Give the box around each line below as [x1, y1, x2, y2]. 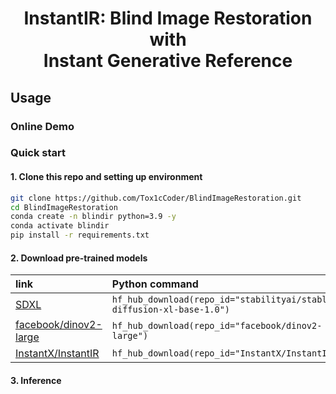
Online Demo [10, 119, 75, 133]
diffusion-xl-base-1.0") [111, 304, 231, 316]
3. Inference [10, 374, 62, 386]
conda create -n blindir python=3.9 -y [10, 212, 177, 222]
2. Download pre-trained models [10, 252, 148, 264]
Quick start [10, 146, 67, 160]
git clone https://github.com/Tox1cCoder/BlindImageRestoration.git [10, 193, 302, 203]
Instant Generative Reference [43, 50, 293, 72]
